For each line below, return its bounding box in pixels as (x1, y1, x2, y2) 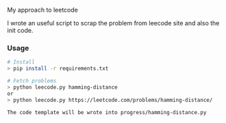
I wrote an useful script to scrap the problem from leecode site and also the (7, 19, 220, 27)
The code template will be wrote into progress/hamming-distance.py (7, 109, 207, 115)
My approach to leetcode (7, 6, 79, 14)
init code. (7, 27, 34, 34)
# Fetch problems (7, 78, 57, 85)
